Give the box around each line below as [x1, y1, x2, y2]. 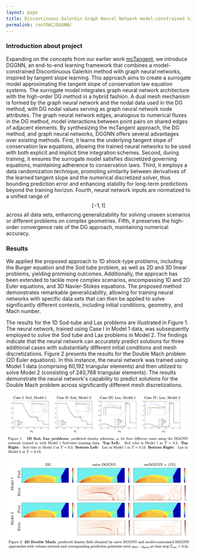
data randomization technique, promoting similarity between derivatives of [6, 167, 186, 174]
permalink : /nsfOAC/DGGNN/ [6, 22, 72, 28]
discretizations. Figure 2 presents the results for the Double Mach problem [6, 350, 186, 357]
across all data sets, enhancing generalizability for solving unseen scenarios [6, 211, 191, 218]
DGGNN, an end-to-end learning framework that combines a [6, 62, 152, 69]
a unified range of [6, 193, 49, 200]
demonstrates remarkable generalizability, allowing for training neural [6, 288, 174, 296]
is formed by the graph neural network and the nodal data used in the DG [6, 99, 183, 106]
